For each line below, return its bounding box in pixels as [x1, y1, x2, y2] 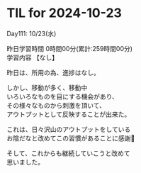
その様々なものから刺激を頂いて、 [6, 101, 106, 109]
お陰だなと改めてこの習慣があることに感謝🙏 [6, 133, 135, 143]
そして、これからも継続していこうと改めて [6, 149, 130, 157]
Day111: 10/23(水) [6, 29, 57, 38]
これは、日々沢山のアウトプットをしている [6, 125, 131, 133]
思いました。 [6, 157, 44, 166]
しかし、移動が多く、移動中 [6, 83, 88, 91]
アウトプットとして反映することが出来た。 [6, 110, 131, 118]
